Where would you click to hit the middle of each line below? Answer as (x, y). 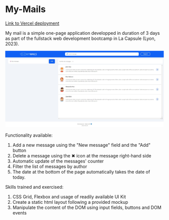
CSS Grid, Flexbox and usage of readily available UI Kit (69, 197)
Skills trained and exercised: (34, 187)
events (19, 212)
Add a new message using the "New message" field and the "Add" (81, 145)
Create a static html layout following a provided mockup (70, 202)
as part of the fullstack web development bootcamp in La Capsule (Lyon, (80, 38)
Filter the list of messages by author (50, 166)
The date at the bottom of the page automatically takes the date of (81, 172)
